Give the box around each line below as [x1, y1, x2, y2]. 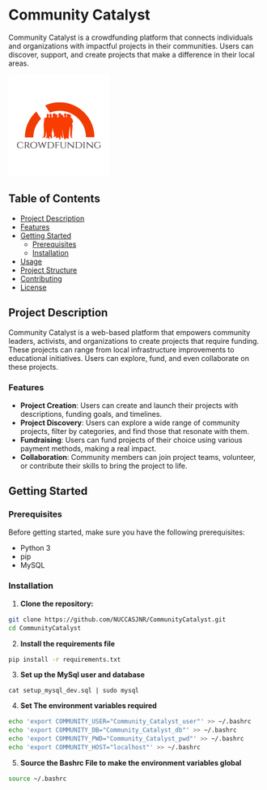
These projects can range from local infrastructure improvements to [8, 345, 235, 354]
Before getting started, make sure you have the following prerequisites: [8, 527, 245, 537]
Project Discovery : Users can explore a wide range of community [19, 418, 240, 427]
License [19, 282, 47, 292]
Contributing [19, 273, 62, 283]
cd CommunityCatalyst [8, 624, 82, 632]
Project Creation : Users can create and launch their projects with [19, 400, 239, 410]
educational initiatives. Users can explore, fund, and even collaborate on [8, 353, 249, 363]
